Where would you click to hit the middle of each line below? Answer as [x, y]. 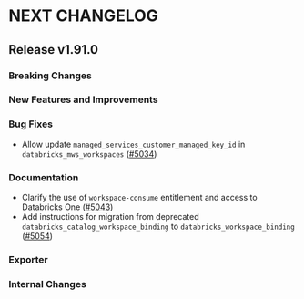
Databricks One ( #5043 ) [67, 207]
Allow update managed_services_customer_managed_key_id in [133, 144]
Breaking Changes [51, 76]
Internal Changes [48, 284]
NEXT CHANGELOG [83, 16]
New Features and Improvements [83, 99]
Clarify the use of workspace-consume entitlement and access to [139, 198]
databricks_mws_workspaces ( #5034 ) [89, 154]
